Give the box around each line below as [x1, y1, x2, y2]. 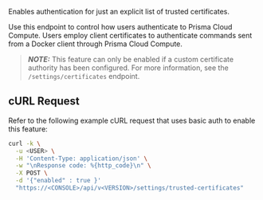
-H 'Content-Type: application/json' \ [15, 155, 148, 163]
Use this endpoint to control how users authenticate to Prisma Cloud [8, 22, 233, 31]
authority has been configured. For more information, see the [27, 63, 229, 73]
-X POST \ [15, 169, 48, 178]
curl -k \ [8, 139, 41, 147]
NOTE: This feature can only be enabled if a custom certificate [27, 55, 234, 64]
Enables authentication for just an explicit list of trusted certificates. [8, 7, 230, 16]
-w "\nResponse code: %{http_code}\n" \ [15, 162, 151, 170]
